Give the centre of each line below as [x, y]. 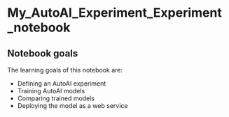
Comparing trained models [56, 98]
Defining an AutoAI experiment [62, 84]
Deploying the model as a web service [72, 106]
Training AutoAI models [51, 91]
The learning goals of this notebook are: [65, 70]
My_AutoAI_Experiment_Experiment [114, 13]
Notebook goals [43, 53]
